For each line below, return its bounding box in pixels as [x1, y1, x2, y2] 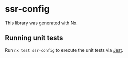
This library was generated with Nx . [5, 20, 78, 26]
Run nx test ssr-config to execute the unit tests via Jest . [5, 47, 123, 53]
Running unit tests [5, 34, 63, 42]
